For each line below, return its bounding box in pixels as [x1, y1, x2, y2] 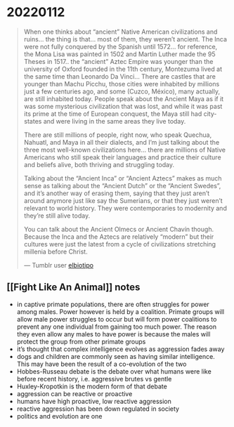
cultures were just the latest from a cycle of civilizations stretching [23, 239, 216, 248]
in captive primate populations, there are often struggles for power [16, 300, 210, 308]
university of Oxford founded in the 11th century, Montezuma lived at [23, 65, 223, 73]
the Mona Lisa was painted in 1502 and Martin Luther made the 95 [23, 50, 216, 58]
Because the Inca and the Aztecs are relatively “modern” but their [23, 232, 214, 241]
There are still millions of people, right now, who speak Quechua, [23, 131, 212, 139]
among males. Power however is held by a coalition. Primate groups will [16, 307, 225, 316]
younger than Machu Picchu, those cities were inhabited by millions [23, 79, 220, 88]
